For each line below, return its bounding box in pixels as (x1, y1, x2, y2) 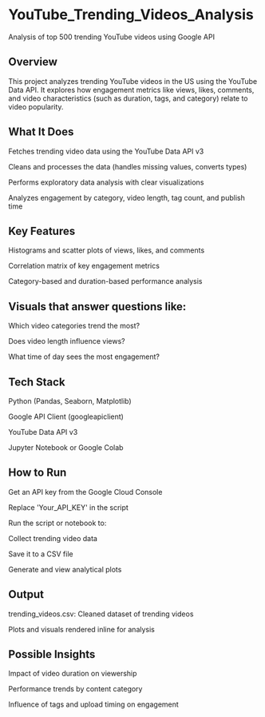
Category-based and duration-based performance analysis (8, 277, 203, 286)
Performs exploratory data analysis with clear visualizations (8, 177, 204, 187)
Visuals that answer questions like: (8, 300, 187, 313)
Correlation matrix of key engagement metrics (8, 261, 160, 271)
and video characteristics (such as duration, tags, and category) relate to (8, 94, 249, 103)
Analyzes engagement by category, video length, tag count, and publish (8, 193, 245, 202)
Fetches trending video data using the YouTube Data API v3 (8, 146, 204, 156)
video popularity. (8, 102, 64, 111)
